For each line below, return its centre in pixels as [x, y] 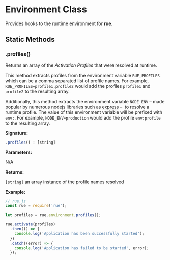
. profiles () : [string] [31, 142]
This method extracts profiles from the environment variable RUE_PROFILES [83, 75]
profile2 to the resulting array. [37, 91]
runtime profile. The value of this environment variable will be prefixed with [84, 112]
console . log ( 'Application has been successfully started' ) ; [79, 233]
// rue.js [16, 201]
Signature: [17, 133]
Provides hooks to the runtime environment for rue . [59, 23]
